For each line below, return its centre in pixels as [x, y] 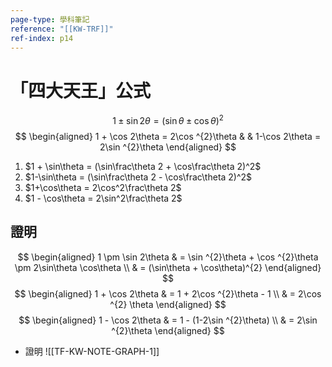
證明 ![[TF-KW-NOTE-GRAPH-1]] [92, 351]
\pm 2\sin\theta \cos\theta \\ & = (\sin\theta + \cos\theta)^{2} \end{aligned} [168, 267]
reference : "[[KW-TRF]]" [62, 29]
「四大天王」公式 [81, 90]
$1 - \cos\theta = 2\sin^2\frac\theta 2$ [103, 198]
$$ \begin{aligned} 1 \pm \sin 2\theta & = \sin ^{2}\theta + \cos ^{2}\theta [168, 257]
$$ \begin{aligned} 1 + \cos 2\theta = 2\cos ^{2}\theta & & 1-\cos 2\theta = [168, 136]
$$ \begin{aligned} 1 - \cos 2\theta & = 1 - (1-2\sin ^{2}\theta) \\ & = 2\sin [168, 320]
